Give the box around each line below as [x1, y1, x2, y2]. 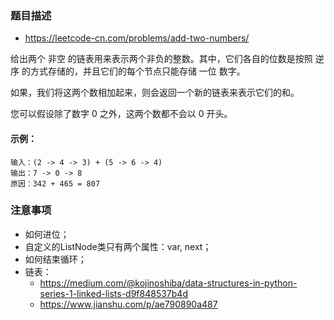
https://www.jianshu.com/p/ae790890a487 [39, 298, 218, 310]
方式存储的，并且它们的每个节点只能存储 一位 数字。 [29, 65, 246, 77]
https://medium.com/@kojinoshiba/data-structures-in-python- [39, 277, 298, 289]
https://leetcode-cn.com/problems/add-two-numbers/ [24, 32, 250, 44]
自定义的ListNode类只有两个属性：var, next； [24, 240, 212, 252]
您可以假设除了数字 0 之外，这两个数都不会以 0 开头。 [10, 108, 233, 120]
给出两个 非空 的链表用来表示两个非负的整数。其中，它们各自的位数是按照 [10, 53, 313, 65]
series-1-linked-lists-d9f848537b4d [39, 287, 188, 299]
